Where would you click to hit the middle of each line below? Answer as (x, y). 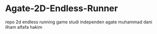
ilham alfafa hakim (24, 27)
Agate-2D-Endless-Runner (61, 8)
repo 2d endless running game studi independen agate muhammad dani (79, 22)
